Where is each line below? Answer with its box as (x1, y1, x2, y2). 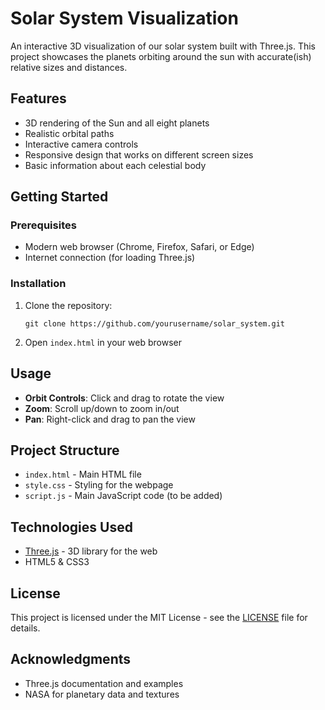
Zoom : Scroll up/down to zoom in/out (24, 402, 180, 414)
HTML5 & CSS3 (24, 556, 90, 568)
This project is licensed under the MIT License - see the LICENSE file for (10, 611, 308, 623)
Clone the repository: (24, 299, 113, 311)
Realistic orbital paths (24, 127, 115, 139)
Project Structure (10, 442, 120, 459)
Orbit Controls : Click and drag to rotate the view (24, 392, 225, 404)
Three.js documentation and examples (24, 677, 184, 689)
